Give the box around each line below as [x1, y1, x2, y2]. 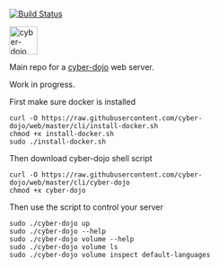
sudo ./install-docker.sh [9, 137, 106, 146]
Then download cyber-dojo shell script [9, 153, 153, 163]
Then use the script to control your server [9, 202, 164, 212]
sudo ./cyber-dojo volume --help [9, 235, 135, 244]
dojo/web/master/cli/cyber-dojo [9, 178, 130, 187]
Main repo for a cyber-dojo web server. [9, 62, 154, 72]
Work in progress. [9, 79, 75, 90]
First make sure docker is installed [9, 97, 136, 107]
